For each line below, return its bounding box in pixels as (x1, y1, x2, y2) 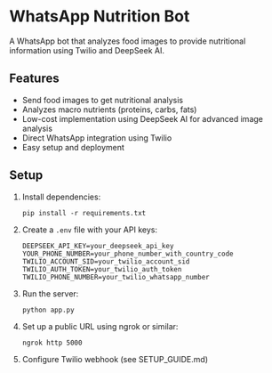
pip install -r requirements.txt (21, 208, 147, 217)
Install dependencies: (21, 191, 101, 202)
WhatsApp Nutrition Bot (9, 6, 190, 27)
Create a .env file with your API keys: (21, 224, 158, 235)
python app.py (21, 305, 75, 314)
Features (9, 71, 60, 86)
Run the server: (21, 288, 79, 299)
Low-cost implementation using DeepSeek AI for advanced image (21, 113, 264, 124)
